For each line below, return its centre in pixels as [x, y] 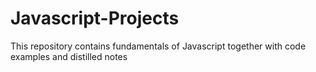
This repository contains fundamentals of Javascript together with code [158, 46]
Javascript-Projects [95, 18]
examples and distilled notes [69, 56]
